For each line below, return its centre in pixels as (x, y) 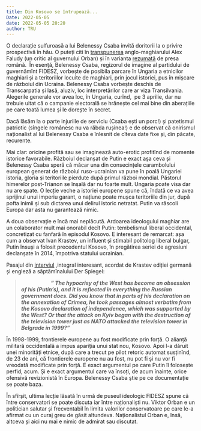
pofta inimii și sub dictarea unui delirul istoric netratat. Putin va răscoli (92, 203)
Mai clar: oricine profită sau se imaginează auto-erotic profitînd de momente (100, 152)
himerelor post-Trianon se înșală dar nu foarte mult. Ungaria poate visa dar (98, 184)
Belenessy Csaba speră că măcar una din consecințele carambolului (91, 165)
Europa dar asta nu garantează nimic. (52, 210)
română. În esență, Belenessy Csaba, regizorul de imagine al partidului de (98, 65)
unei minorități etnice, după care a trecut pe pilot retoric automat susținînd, (98, 352)
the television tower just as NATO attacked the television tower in (104, 321)
